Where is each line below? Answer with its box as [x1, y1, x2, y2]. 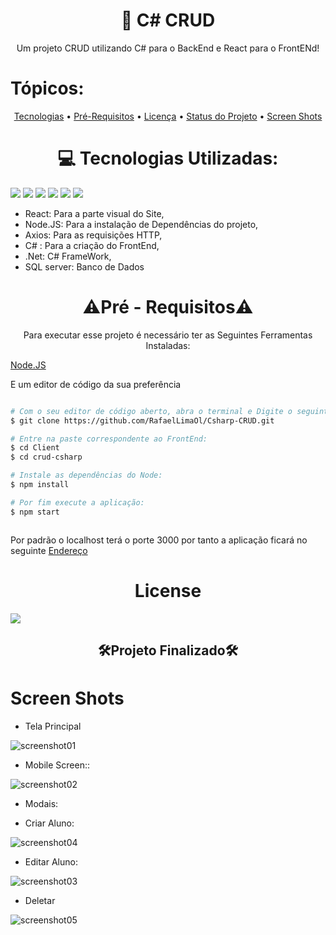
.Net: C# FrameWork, [24, 250, 112, 262]
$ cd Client [10, 443, 60, 453]
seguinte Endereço [10, 544, 88, 556]
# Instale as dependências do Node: [10, 470, 163, 481]
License [134, 579, 202, 602]
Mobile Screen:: [24, 759, 90, 771]
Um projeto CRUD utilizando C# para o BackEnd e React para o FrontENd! [16, 42, 320, 54]
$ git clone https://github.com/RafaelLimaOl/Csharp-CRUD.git [10, 415, 275, 426]
